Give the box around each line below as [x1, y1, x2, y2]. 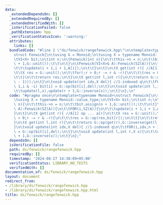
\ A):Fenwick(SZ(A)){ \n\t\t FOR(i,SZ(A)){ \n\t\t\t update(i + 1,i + [14, 106, 151, 112]
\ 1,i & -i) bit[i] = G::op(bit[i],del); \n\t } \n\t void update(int [14, 84, 151, 89]
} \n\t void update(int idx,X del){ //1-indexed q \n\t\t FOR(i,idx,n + [14, 124, 155, 129]
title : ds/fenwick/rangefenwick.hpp [5, 192, 79, 197]
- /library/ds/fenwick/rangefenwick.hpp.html [5, 188, 98, 192]
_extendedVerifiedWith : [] [9, 20, 64, 26]
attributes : [9, 39, 34, 44]
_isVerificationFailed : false [9, 25, 70, 30]
